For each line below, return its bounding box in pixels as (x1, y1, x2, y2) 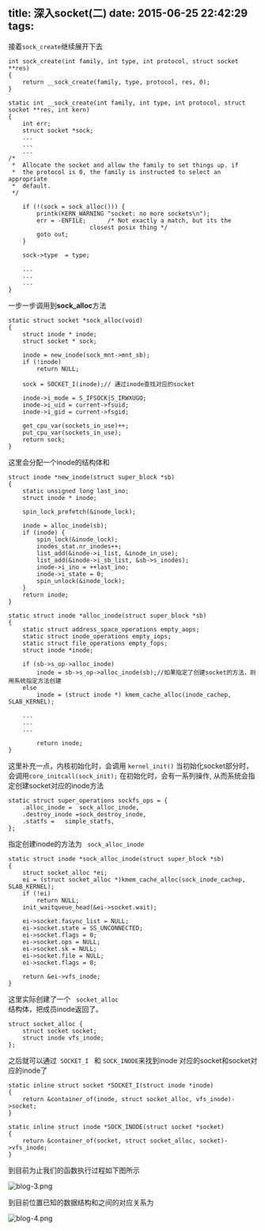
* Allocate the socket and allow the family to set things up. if (11, 161, 239, 169)
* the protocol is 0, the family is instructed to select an (11, 168, 221, 176)
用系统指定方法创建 (8, 676, 62, 685)
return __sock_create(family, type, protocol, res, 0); (22, 78, 211, 86)
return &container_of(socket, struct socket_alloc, (22, 1137, 196, 1145)
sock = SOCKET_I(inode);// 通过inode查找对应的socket (22, 380, 195, 388)
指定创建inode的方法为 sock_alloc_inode (8, 839, 145, 848)
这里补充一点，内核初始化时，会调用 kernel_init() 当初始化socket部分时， (8, 761, 253, 771)
